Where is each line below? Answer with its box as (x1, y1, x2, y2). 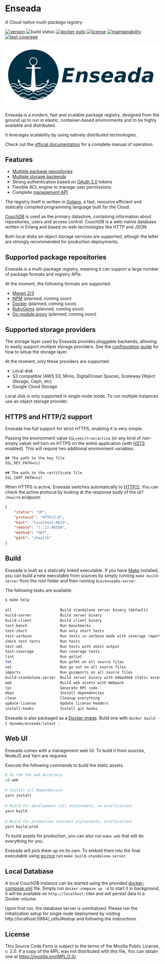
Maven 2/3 (12, 290, 34, 296)
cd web (5, 777, 19, 782)
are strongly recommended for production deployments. (5, 239, 119, 245)
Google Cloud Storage (12, 384, 57, 389)
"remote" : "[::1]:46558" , (14, 525, 67, 530)
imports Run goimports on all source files (5, 670, 133, 675)
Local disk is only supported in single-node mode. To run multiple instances (5, 393, 159, 399)
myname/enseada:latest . (9, 721, 60, 726)
